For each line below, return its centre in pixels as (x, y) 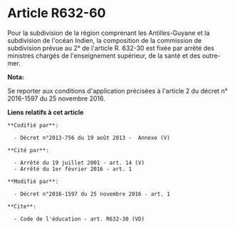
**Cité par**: (28, 150)
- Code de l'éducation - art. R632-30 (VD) (79, 219)
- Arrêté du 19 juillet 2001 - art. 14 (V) (79, 163)
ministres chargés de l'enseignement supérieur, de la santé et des (104, 56)
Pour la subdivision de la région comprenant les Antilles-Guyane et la (109, 33)
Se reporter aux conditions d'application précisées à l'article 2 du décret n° (117, 91)
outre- (211, 56)
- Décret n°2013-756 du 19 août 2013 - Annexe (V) (92, 138)
